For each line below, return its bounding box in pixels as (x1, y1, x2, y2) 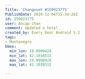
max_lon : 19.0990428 (9, 58, 52, 63)
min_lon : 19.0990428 (9, 48, 52, 53)
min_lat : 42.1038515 (9, 53, 52, 58)
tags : (5, 35, 16, 40)
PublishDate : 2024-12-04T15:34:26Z (5, 12, 78, 17)
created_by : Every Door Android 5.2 (5, 30, 80, 35)
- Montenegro (5, 39, 32, 44)
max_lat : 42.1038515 (9, 62, 52, 67)
